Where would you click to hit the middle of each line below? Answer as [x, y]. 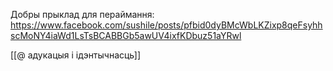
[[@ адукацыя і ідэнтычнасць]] [76, 55]
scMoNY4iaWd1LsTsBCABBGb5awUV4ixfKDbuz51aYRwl [126, 35]
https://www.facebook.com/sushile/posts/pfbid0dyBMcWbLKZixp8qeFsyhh [166, 25]
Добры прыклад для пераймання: [82, 14]
